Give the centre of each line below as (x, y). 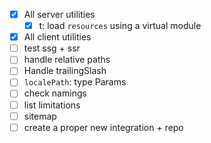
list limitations (52, 105)
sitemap (40, 116)
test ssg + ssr (52, 48)
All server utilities (59, 14)
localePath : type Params (75, 82)
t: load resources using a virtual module (120, 26)
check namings (55, 93)
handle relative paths (67, 60)
